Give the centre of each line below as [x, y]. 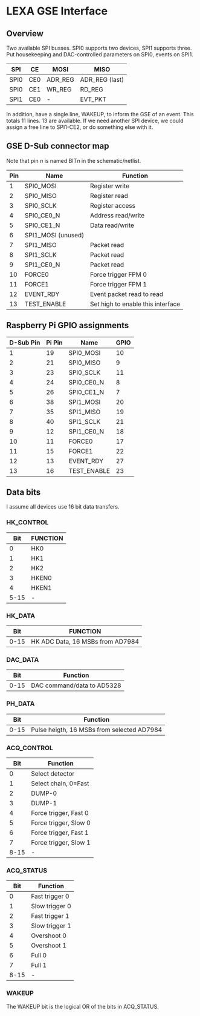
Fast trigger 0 [50, 896]
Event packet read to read [126, 294]
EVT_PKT [93, 99]
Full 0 [39, 955]
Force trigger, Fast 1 [60, 833]
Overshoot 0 [49, 935]
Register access [113, 205]
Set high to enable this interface [135, 304]
